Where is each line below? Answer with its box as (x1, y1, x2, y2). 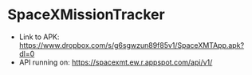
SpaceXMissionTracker (7, 6, 165, 24)
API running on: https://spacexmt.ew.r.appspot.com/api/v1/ (18, 57, 213, 67)
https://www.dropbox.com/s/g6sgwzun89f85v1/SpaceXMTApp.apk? (18, 40, 245, 49)
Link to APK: (18, 32, 60, 41)
